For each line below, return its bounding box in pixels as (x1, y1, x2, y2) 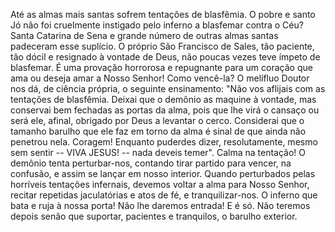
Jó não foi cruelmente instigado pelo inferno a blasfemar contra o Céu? (10, 19, 304, 31)
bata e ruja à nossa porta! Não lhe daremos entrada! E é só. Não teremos (10, 200, 311, 211)
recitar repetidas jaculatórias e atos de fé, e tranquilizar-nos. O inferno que (10, 189, 318, 201)
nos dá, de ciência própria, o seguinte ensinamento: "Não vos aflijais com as (10, 83, 326, 94)
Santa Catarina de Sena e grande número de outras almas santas (10, 30, 279, 41)
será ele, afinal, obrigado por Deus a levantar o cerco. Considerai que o (10, 115, 305, 126)
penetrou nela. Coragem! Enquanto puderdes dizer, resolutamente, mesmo (10, 136, 318, 148)
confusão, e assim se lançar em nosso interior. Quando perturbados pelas (10, 168, 316, 179)
